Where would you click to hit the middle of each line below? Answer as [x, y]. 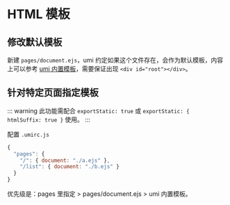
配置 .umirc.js [28, 134]
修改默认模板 [35, 42]
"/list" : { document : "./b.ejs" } [69, 167]
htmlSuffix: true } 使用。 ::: [49, 120]
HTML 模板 [39, 14]
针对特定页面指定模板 [53, 93]
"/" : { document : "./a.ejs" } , [65, 161]
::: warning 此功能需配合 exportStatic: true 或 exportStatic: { [98, 110]
